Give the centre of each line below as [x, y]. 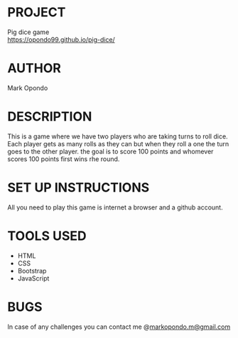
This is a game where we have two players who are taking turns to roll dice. [118, 136]
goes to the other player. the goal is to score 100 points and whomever [110, 151]
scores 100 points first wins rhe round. [64, 159]
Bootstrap [32, 271]
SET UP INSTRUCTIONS [79, 187]
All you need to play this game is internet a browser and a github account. [115, 207]
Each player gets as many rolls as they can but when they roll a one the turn [118, 143]
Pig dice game [28, 32]
